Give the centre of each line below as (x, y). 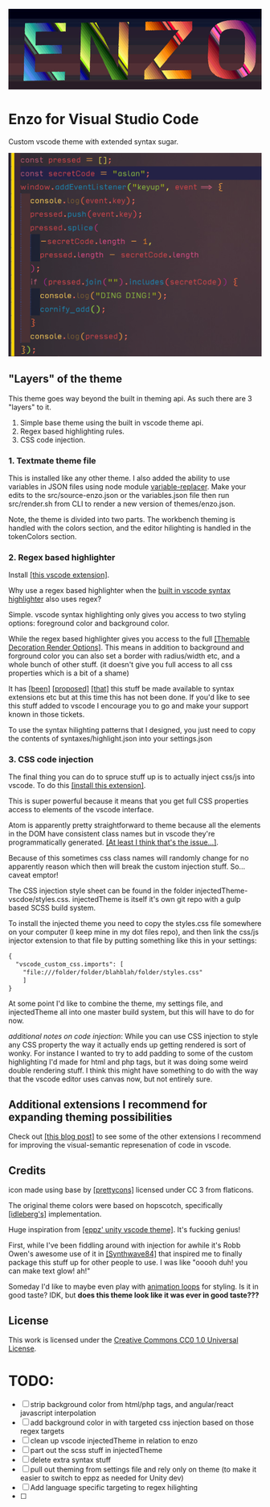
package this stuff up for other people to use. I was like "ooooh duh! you (128, 1263)
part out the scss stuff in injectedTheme (96, 1450)
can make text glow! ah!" (49, 1271)
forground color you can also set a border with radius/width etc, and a (124, 656)
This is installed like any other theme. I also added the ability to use (119, 478)
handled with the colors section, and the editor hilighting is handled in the (130, 528)
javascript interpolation (58, 1413)
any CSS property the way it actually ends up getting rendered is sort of (127, 1045)
